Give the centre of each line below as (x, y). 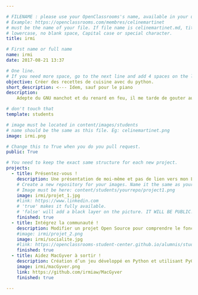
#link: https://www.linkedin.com (58, 201)
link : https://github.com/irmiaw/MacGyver (70, 272)
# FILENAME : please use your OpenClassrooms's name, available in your (97, 16)
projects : (18, 168)
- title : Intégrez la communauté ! (55, 223)
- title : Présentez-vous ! (44, 174)
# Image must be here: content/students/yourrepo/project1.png (96, 190)
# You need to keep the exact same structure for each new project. (92, 163)
